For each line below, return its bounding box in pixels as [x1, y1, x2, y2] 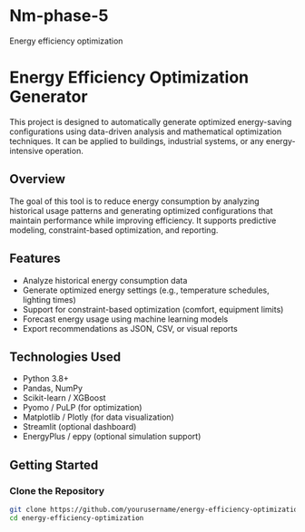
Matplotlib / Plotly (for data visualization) [22, 411, 174, 422]
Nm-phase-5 [9, 5, 109, 26]
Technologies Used [9, 349, 121, 364]
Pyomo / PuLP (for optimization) [22, 402, 143, 413]
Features [9, 251, 61, 266]
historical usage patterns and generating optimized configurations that [9, 205, 274, 216]
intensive [9, 145, 44, 156]
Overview [9, 171, 66, 187]
